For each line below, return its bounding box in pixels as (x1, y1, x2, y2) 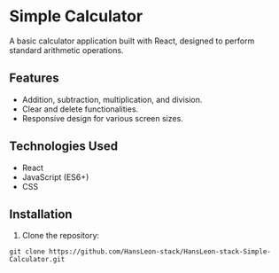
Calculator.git (9, 255, 66, 264)
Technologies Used (9, 139, 118, 154)
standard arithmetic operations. (9, 44, 124, 55)
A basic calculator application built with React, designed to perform (9, 35, 255, 46)
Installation (9, 207, 73, 222)
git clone (9, 247, 46, 256)
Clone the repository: (21, 230, 100, 241)
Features (9, 71, 59, 86)
